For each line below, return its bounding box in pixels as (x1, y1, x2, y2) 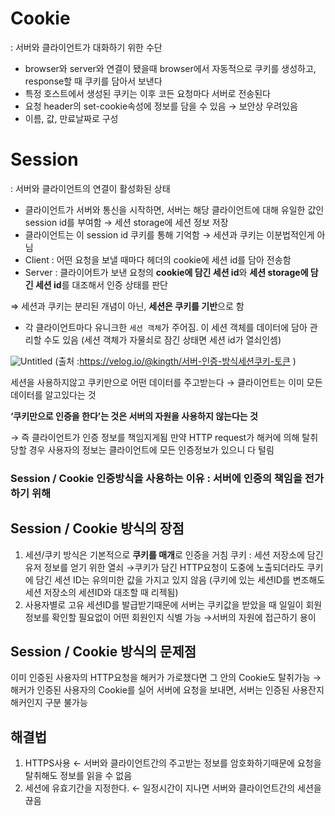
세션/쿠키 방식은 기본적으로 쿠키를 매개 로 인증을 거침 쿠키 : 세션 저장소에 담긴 (24, 548, 324, 561)
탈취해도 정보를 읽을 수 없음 (24, 770, 133, 782)
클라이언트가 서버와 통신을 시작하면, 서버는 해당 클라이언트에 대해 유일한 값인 (24, 203, 325, 216)
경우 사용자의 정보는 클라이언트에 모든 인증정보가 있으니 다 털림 (28, 443, 275, 456)
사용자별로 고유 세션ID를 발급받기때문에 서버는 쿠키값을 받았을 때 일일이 (24, 598, 304, 611)
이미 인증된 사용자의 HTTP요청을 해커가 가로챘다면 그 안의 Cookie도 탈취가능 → (10, 672, 322, 684)
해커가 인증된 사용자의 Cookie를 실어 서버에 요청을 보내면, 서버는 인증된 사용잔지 (10, 684, 325, 696)
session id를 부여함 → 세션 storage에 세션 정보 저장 (24, 216, 229, 228)
